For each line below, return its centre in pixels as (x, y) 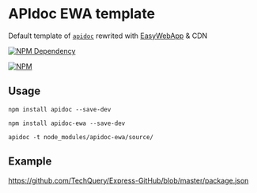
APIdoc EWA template (82, 14)
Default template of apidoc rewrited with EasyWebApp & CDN (108, 36)
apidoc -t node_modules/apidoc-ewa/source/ (81, 137)
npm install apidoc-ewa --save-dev (67, 123)
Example (30, 162)
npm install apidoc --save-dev (60, 109)
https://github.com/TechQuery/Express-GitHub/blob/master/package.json (128, 180)
